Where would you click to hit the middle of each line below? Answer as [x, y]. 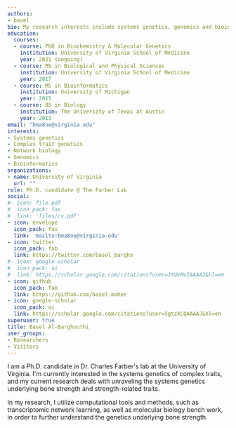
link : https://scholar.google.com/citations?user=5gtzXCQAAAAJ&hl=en [117, 314]
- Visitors [23, 347]
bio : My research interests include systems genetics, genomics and [110, 27]
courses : [26, 40]
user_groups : [26, 333]
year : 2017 [36, 79]
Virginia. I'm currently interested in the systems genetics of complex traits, [115, 374]
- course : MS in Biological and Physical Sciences [89, 66]
